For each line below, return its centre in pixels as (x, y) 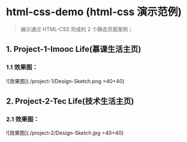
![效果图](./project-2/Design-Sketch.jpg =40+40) (65, 133)
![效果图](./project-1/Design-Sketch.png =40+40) (65, 81)
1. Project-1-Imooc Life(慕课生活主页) (74, 49)
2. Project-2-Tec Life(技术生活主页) (70, 102)
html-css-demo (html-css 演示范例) (94, 12)
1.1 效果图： (22, 68)
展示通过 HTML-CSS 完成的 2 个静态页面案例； (77, 29)
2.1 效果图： (23, 119)
